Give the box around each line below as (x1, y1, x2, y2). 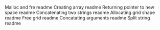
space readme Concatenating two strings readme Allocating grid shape (5, 9, 155, 15)
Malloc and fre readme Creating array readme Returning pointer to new (5, 4, 154, 10)
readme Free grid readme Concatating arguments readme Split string (5, 15, 150, 20)
